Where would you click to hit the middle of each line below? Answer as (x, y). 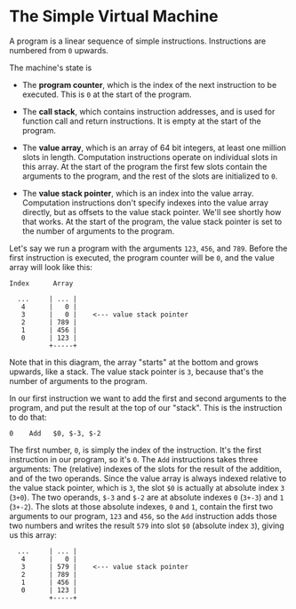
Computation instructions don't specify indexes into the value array (145, 203)
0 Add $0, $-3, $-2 (55, 433)
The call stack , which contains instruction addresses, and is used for (148, 111)
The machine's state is (51, 68)
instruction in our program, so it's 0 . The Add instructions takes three (134, 459)
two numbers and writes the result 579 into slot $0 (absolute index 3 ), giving (147, 525)
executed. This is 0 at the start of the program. (107, 94)
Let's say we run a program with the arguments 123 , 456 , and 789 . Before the (148, 248)
